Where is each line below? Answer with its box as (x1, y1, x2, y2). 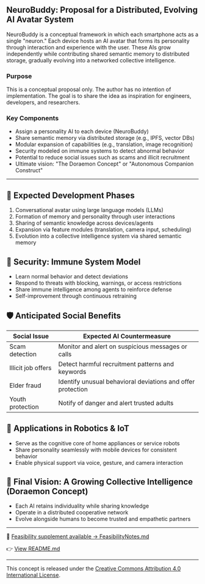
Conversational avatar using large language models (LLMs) (15, 206, 164, 214)
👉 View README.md (6, 545, 60, 552)
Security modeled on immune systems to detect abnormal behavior (15, 147, 185, 155)
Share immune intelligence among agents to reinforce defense (15, 286, 172, 293)
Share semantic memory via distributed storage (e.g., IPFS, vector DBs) (15, 134, 195, 142)
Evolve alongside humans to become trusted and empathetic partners (15, 516, 191, 523)
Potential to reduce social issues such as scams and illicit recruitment (15, 154, 190, 161)
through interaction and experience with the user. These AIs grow (6, 43, 171, 51)
